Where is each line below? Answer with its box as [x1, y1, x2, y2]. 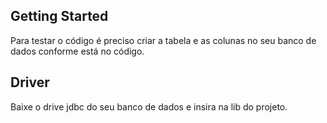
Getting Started [10, 8, 109, 25]
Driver [10, 74, 50, 91]
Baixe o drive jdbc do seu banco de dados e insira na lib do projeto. [10, 100, 288, 113]
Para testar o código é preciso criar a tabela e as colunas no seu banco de [10, 34, 317, 46]
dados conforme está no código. [10, 45, 145, 57]
